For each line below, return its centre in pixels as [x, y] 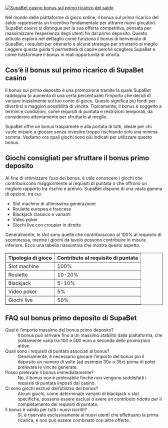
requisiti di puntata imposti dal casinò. [57, 383]
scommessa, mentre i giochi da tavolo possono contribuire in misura [75, 239]
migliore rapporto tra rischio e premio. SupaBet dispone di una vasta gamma [84, 188]
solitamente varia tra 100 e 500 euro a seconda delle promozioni [84, 340]
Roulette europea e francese [42, 209]
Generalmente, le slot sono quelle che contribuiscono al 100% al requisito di [83, 234]
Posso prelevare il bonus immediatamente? [49, 372]
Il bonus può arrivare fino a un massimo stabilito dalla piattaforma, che [90, 335]
